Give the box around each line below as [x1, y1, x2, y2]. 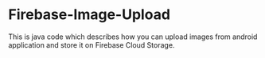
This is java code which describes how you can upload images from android [8, 32, 258, 41]
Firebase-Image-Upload [8, 6, 171, 24]
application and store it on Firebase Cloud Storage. [8, 40, 175, 49]
